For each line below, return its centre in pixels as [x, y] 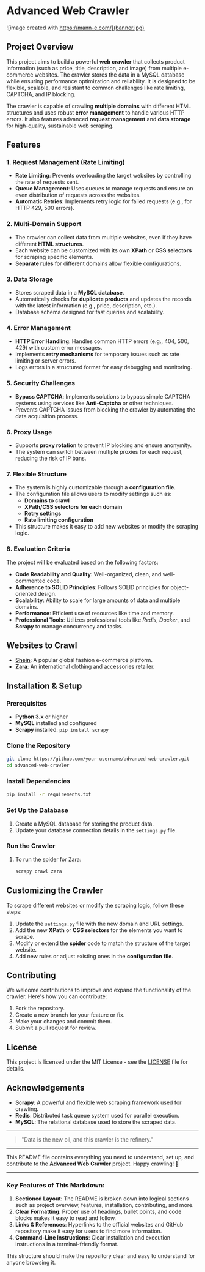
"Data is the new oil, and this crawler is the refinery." [87, 1139]
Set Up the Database [38, 810]
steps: [14, 912]
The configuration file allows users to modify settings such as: [93, 494]
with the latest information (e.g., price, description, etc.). [86, 306]
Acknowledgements [45, 1088]
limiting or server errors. [45, 361]
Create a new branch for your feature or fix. [70, 1015]
